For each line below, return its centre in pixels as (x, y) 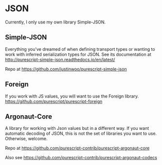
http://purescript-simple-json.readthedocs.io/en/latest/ (60, 60)
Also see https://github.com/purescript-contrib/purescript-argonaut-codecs (81, 158)
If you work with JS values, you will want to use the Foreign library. (72, 96)
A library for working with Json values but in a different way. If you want (77, 128)
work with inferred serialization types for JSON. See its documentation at (78, 54)
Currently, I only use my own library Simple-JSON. (55, 22)
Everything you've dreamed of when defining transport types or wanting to (80, 49)
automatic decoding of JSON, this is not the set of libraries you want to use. (81, 134)
